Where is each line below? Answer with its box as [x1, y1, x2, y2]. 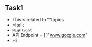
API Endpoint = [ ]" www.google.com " [12, 32, 88, 38]
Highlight [12, 28, 33, 33]
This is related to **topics [12, 16, 64, 22]
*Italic [12, 22, 25, 28]
